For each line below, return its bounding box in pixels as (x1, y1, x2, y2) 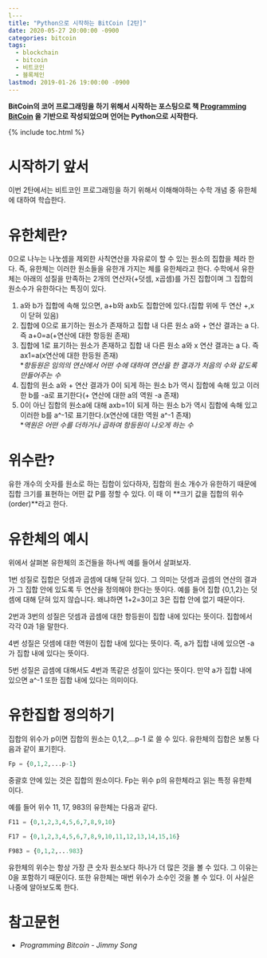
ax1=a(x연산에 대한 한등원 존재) (19, 351, 119, 360)
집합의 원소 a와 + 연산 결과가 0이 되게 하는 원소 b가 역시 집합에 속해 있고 (19, 380, 245, 391)
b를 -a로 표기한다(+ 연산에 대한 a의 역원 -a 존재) (28, 391, 179, 400)
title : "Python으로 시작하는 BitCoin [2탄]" (8, 19, 147, 27)
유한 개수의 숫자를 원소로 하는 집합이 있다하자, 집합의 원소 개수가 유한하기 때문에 (8, 479, 257, 489)
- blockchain (15, 49, 59, 57)
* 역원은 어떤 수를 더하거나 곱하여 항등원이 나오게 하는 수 (19, 420, 194, 430)
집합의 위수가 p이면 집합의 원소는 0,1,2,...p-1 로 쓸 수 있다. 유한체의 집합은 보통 (8, 734, 251, 744)
